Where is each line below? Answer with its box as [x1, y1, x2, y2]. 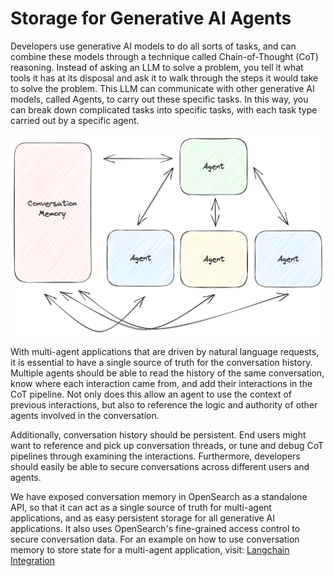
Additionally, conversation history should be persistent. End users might [10, 428, 307, 441]
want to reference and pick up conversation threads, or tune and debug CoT [10, 439, 325, 451]
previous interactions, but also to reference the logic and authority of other [10, 398, 318, 411]
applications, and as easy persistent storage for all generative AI [10, 512, 275, 524]
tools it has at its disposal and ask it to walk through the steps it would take [10, 72, 319, 84]
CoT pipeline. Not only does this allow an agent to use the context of [10, 388, 292, 400]
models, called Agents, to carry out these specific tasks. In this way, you [10, 93, 309, 105]
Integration [10, 554, 55, 566]
